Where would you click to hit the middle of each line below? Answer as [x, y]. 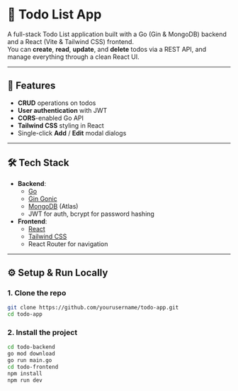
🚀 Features [32, 86]
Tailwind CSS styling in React [61, 125]
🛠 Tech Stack [38, 163]
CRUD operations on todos [57, 103]
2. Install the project [42, 332]
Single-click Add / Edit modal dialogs [72, 133]
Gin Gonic [43, 199]
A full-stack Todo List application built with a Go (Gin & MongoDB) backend [117, 34]
